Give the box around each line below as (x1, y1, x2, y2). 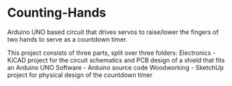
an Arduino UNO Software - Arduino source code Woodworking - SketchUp (7, 63, 224, 71)
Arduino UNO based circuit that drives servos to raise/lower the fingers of (7, 28, 219, 36)
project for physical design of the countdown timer (7, 71, 153, 79)
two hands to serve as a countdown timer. (7, 35, 127, 43)
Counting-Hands (7, 5, 107, 21)
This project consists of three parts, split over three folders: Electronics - (7, 49, 216, 57)
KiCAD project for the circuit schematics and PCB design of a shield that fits (7, 55, 225, 64)
